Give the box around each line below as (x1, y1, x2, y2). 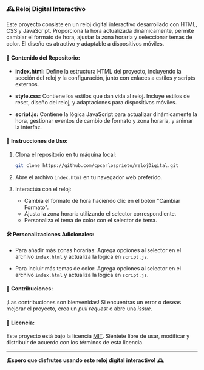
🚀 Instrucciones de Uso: (6, 137, 68, 145)
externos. (15, 80, 39, 87)
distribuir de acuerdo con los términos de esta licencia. (6, 339, 144, 346)
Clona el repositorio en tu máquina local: (15, 151, 117, 158)
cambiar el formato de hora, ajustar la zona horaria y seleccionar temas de (6, 33, 192, 41)
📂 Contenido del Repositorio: (6, 53, 80, 61)
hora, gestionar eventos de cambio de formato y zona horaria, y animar (15, 117, 193, 124)
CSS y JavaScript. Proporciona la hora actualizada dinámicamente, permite (6, 27, 194, 35)
